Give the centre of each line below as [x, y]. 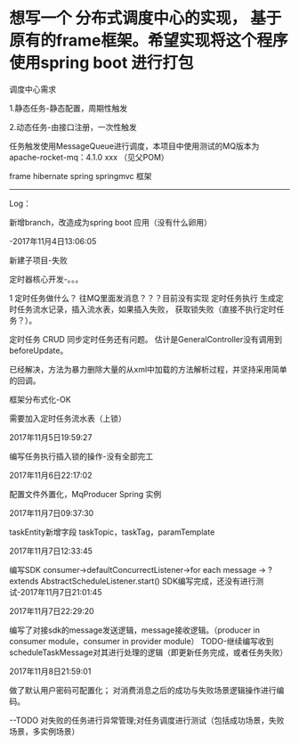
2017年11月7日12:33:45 [51, 551]
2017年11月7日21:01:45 [61, 592]
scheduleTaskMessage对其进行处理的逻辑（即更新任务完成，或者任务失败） [149, 652]
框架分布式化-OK [40, 399]
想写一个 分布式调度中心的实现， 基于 [145, 18]
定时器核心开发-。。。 [46, 279]
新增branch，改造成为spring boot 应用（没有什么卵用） [110, 222]
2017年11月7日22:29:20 [52, 610]
